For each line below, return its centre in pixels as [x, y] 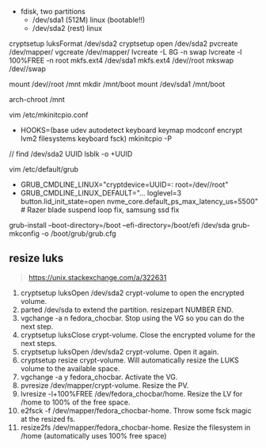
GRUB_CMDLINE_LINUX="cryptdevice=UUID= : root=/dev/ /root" [124, 184]
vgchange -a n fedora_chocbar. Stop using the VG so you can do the [132, 318]
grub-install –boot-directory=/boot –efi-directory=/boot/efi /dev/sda [120, 225]
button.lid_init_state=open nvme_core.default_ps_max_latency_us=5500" [139, 201]
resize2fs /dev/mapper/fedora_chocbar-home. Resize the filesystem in [135, 427]
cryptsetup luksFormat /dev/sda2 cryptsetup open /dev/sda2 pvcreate [123, 44]
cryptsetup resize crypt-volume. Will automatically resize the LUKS [130, 360]
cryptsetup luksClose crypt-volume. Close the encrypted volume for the [138, 335]
